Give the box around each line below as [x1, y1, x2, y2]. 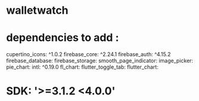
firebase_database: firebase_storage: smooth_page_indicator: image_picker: [6, 57, 194, 65]
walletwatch [6, 4, 69, 17]
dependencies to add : [6, 31, 119, 45]
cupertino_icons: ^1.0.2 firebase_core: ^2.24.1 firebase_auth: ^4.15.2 [6, 51, 171, 58]
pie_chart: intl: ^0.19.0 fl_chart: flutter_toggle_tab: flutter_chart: [6, 63, 159, 71]
